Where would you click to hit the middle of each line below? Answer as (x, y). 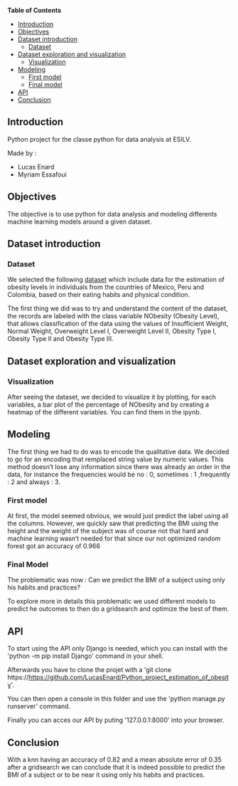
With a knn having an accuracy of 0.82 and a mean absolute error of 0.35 (115, 760)
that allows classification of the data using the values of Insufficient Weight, (118, 324)
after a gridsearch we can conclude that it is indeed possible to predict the (116, 767)
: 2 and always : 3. (34, 482)
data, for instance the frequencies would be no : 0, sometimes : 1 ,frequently (119, 474)
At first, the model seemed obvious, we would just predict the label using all (118, 516)
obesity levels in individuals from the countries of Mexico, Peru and (106, 287)
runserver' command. (39, 706)
